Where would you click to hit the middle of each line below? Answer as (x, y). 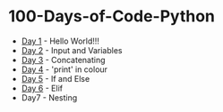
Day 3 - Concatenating (63, 60)
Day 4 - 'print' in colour (64, 69)
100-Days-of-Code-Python (112, 16)
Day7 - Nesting (49, 97)
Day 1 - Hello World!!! (60, 41)
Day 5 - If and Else (56, 78)
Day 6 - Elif (42, 88)
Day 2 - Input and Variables (72, 50)
